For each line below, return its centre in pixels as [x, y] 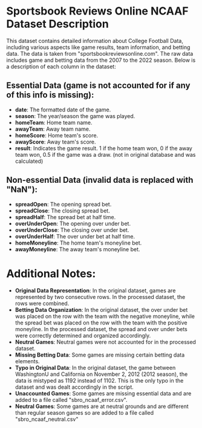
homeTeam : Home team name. [54, 122]
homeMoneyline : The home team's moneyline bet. [78, 243]
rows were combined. [42, 303]
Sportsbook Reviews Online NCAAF [97, 11]
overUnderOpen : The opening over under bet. [73, 223]
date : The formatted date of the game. [63, 110]
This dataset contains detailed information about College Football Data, [95, 41]
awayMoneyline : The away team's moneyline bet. [77, 249]
